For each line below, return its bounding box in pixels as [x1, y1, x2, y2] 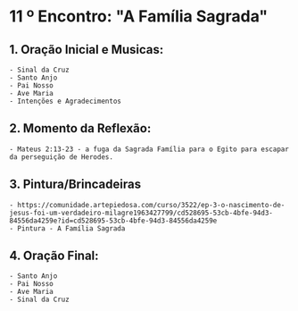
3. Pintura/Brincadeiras [9, 177, 141, 192]
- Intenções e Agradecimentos [9, 97, 122, 105]
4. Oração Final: [9, 248, 100, 264]
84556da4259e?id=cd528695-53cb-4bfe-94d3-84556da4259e [9, 216, 218, 225]
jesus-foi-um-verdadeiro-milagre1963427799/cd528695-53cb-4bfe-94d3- [9, 208, 274, 217]
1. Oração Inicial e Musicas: [9, 42, 164, 57]
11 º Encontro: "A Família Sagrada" [9, 6, 269, 27]
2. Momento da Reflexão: [9, 121, 152, 136]
